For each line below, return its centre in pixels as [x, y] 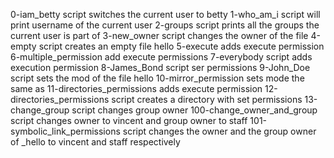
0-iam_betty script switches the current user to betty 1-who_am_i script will [165, 14]
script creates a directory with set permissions [207, 99]
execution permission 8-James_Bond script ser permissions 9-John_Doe [160, 67]
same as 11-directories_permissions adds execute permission [136, 88]
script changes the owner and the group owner [219, 131]
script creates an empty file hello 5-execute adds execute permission [181, 46]
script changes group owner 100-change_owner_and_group [194, 110]
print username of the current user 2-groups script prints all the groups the [165, 25]
